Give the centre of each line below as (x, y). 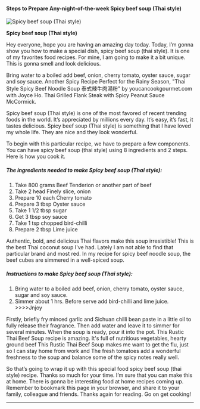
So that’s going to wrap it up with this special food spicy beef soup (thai (94, 369)
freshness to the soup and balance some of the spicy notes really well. (93, 357)
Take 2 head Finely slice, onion (53, 191)
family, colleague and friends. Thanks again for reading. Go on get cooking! (99, 394)
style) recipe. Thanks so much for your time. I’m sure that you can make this (99, 375)
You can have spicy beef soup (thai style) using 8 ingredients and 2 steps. (97, 150)
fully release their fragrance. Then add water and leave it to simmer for (93, 326)
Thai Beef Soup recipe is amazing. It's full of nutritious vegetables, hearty (96, 338)
